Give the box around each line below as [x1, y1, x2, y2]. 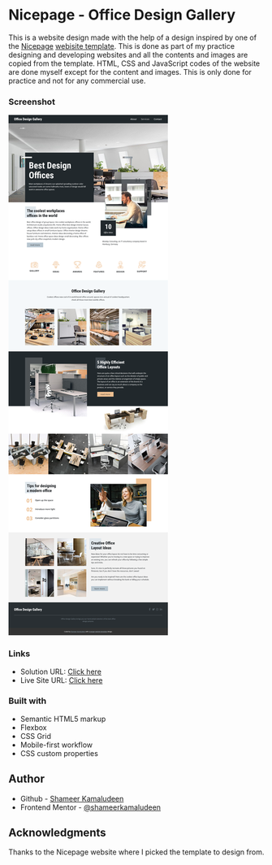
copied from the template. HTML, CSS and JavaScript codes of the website [8, 59, 261, 68]
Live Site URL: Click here [19, 675, 103, 685]
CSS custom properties [19, 748, 99, 758]
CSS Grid [19, 731, 51, 741]
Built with [8, 695, 47, 706]
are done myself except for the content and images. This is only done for [8, 67, 252, 76]
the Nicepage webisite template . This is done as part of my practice [8, 41, 235, 50]
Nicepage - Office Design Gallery [8, 6, 236, 24]
